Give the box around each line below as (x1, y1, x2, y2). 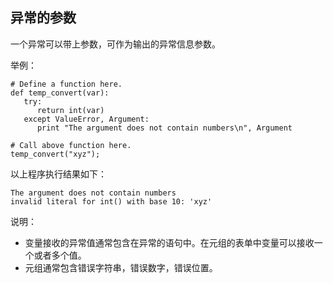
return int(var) (36, 105, 105, 115)
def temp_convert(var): (10, 88, 110, 98)
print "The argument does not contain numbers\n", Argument (36, 123, 293, 133)
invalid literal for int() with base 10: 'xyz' (10, 196, 213, 207)
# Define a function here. (10, 79, 123, 89)
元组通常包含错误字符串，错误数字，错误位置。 (24, 261, 218, 273)
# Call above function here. (10, 140, 132, 150)
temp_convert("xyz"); (10, 149, 101, 159)
